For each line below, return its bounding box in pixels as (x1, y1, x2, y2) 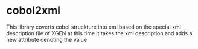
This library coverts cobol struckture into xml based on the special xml (6, 23, 181, 30)
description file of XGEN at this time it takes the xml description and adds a (6, 29, 193, 36)
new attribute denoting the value (6, 36, 88, 43)
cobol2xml (6, 4, 61, 17)
